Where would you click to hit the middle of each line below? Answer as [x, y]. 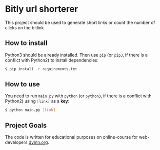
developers [16, 142]
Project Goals [26, 125]
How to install [26, 43]
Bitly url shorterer [41, 9]
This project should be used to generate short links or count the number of [80, 22]
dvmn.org [38, 142]
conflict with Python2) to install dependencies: [52, 60]
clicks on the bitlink [24, 27]
